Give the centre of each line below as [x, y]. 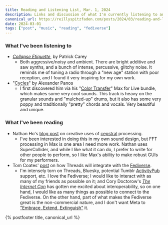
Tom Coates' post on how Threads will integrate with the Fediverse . [82, 165]
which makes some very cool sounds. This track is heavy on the [86, 94]
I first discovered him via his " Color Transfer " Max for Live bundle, [88, 88]
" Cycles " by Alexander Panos [43, 83]
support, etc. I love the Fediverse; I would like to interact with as [85, 176]
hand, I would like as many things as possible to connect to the [84, 192]
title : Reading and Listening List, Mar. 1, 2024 [58, 10]
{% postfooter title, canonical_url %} [42, 217]
